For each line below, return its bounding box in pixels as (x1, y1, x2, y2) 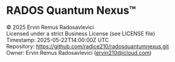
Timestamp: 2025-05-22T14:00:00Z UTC (6, 36, 109, 43)
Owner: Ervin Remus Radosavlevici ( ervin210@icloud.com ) (6, 49, 152, 56)
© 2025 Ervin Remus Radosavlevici (6, 23, 94, 31)
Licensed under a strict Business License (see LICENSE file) (6, 29, 156, 37)
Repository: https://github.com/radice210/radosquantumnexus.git (6, 43, 169, 50)
